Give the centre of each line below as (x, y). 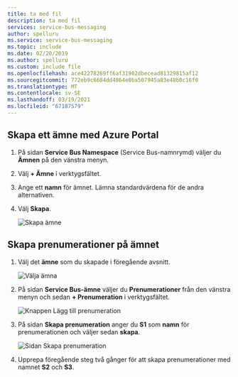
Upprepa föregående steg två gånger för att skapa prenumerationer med (124, 359)
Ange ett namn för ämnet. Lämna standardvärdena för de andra (111, 187)
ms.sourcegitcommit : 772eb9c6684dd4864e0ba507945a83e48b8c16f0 (103, 80)
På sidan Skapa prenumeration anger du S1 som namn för (103, 324)
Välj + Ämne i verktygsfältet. (59, 173)
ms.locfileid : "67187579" (45, 106)
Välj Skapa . (34, 208)
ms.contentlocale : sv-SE (44, 93)
